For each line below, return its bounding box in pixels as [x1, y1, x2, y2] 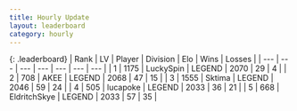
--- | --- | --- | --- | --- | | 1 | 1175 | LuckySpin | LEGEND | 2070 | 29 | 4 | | [19, 63, 287, 74]
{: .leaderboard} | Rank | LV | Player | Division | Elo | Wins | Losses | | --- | [9, 54, 279, 65]
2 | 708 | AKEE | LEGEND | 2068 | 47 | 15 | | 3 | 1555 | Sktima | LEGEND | [9, 73, 274, 83]
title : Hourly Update [9, 12, 90, 22]
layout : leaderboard [9, 21, 87, 30]
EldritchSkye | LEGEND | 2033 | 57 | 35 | [9, 91, 158, 102]
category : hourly [9, 29, 74, 38]
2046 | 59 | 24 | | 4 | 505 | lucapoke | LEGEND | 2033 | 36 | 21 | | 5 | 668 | [9, 82, 280, 93]
